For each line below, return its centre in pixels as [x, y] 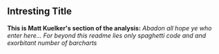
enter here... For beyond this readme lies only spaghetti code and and [107, 35]
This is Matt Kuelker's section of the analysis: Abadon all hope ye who [109, 28]
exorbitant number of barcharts [52, 43]
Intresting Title [40, 11]
